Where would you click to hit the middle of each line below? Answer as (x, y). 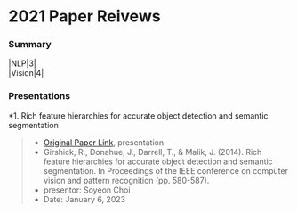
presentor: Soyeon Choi (87, 190)
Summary (30, 45)
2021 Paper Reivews (84, 16)
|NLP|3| (23, 63)
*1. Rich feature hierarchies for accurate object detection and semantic (138, 115)
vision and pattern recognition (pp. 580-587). (126, 180)
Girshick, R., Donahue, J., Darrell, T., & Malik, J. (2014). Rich (153, 152)
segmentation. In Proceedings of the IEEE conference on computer (165, 170)
